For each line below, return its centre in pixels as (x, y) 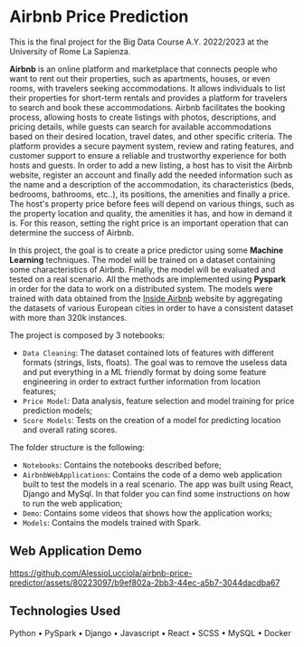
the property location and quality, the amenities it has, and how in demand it (151, 213)
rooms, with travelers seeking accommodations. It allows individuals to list (147, 88)
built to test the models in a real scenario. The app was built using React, (158, 484)
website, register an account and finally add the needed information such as (151, 175)
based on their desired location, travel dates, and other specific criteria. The (151, 136)
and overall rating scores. (70, 430)
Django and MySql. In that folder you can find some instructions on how (156, 493)
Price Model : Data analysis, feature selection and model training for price (158, 401)
